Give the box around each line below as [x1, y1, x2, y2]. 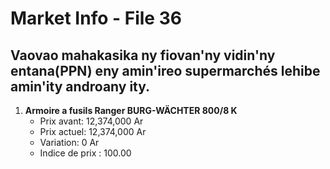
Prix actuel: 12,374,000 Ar [39, 126, 147, 137]
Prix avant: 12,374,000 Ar [39, 115, 144, 127]
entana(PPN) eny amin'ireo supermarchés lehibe [10, 62, 321, 79]
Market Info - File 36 [10, 7, 182, 30]
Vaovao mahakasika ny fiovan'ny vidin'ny [10, 47, 276, 64]
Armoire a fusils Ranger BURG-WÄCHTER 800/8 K [24, 105, 238, 116]
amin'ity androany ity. [10, 78, 151, 95]
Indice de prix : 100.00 [39, 147, 132, 159]
